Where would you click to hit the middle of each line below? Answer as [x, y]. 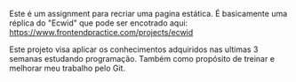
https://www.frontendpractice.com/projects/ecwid [101, 32]
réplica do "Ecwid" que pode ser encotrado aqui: [99, 23]
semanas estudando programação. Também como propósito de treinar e [142, 59]
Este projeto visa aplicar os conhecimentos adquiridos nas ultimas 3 [134, 49]
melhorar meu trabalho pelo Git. [68, 68]
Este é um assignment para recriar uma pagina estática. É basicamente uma [148, 14]
